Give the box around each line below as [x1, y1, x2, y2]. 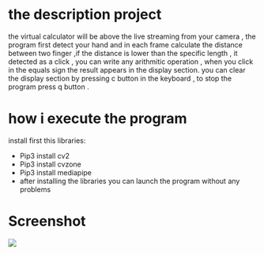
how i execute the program [8, 110, 187, 128]
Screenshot [8, 212, 86, 231]
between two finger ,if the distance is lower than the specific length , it [8, 48, 238, 58]
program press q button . [8, 81, 89, 92]
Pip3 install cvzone [19, 159, 81, 169]
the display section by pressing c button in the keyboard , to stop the [8, 73, 232, 83]
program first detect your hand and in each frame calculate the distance [8, 39, 243, 49]
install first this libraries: [8, 136, 86, 145]
